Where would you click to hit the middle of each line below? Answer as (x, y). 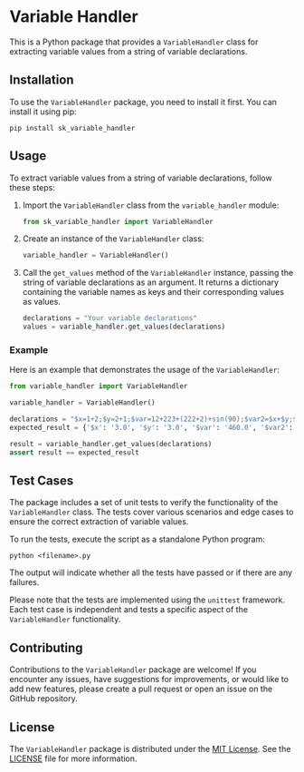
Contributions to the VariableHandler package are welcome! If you (133, 669)
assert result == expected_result (75, 452)
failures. (24, 582)
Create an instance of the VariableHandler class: (113, 239)
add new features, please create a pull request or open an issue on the (141, 689)
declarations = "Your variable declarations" (109, 318)
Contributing (46, 647)
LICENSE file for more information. (73, 758)
